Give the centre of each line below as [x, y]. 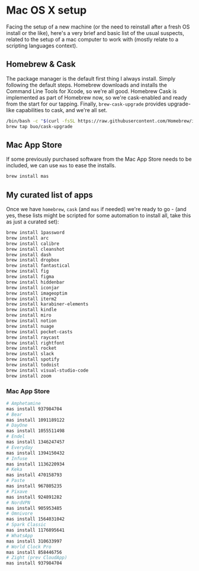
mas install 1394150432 [36, 453]
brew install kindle [32, 310]
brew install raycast [33, 337]
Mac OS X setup [46, 10]
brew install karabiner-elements [47, 304]
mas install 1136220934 [36, 464]
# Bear [14, 414]
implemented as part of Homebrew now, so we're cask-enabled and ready [97, 97]
